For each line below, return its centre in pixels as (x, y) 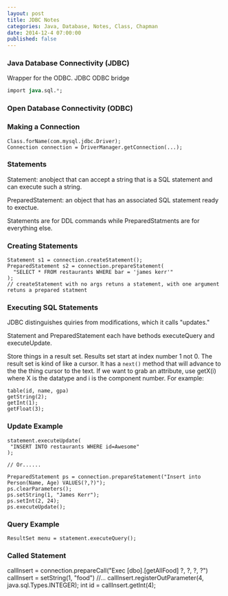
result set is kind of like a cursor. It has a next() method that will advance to (114, 364)
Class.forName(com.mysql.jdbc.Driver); (64, 141)
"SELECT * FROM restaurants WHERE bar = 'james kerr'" (93, 273)
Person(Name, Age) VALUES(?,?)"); (57, 482)
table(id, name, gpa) (38, 391)
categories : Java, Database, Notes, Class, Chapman (82, 26)
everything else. (30, 228)
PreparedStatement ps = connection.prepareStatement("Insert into (104, 477)
